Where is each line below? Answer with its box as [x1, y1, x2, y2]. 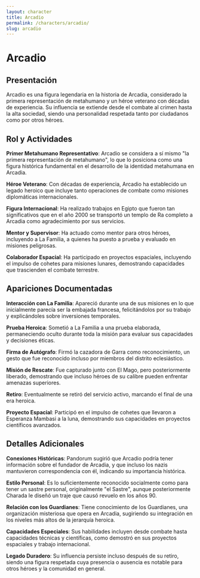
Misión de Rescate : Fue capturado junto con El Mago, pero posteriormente [6, 366, 191, 374]
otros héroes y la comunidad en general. [6, 565, 106, 572]
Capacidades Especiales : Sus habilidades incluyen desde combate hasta [6, 528, 187, 535]
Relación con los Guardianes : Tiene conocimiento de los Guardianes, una [6, 503, 188, 510]
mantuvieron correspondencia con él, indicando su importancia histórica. [6, 467, 186, 474]
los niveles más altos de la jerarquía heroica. [6, 516, 115, 523]
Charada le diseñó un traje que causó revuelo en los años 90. [6, 492, 157, 499]
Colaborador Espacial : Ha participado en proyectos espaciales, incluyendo [6, 254, 192, 261]
